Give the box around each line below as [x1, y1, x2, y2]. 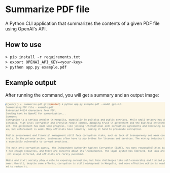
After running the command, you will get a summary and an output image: [5, 92, 159, 98]
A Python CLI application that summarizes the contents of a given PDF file [5, 20, 160, 26]
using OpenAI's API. [5, 25, 47, 31]
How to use [5, 41, 42, 49]
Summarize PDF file [5, 4, 90, 15]
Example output [5, 79, 57, 87]
